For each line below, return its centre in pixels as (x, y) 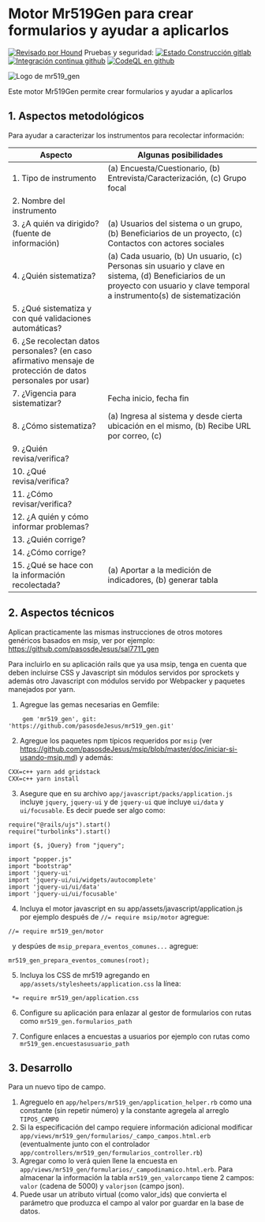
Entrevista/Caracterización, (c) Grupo (177, 178)
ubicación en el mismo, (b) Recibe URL (179, 426)
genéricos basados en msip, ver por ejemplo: (82, 640)
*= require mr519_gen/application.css (75, 998)
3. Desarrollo (40, 1068)
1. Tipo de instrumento (54, 178)
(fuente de (32, 233)
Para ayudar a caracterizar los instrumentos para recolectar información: (126, 135)
